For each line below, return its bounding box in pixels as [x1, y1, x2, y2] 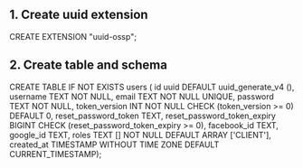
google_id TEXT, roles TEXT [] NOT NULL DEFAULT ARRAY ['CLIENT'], [9, 129, 271, 140]
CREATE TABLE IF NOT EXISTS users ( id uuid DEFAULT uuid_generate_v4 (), [9, 81, 295, 92]
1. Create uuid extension [9, 7, 148, 23]
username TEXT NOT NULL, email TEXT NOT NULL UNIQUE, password [9, 90, 274, 102]
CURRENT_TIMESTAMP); [9, 148, 102, 159]
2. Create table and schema [9, 58, 167, 73]
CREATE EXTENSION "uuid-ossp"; [9, 31, 137, 42]
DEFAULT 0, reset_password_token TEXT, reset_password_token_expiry [9, 110, 276, 121]
